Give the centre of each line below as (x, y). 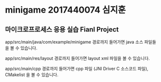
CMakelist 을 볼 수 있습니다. (32, 75)
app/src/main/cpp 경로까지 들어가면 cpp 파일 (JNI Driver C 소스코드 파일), (77, 69)
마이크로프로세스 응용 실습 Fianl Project (62, 29)
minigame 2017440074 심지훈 (65, 10)
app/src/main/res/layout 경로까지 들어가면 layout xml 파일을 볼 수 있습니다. (77, 58)
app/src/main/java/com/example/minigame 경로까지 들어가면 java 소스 (74, 42)
